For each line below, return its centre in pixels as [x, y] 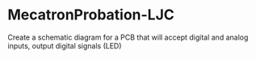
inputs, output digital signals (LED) [65, 45]
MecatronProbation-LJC [91, 15]
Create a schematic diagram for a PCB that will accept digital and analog [128, 37]
